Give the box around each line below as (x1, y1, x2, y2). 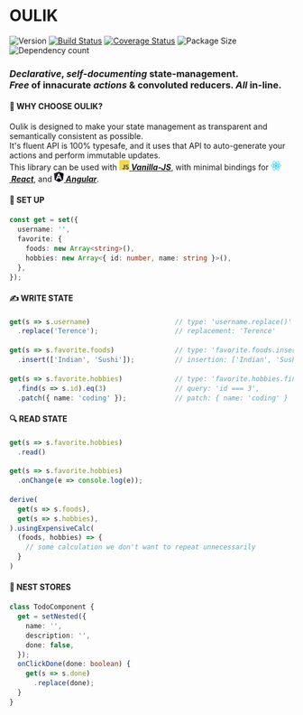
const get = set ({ (9, 216, 78, 225)
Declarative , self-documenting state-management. (9, 67, 239, 79)
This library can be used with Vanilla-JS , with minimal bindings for (9, 162, 269, 172)
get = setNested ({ (17, 612, 87, 621)
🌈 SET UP (9, 194, 45, 205)
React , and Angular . (11, 173, 99, 185)
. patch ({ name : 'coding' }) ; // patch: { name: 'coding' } (17, 394, 289, 403)
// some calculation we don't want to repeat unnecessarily (25, 543, 256, 552)
